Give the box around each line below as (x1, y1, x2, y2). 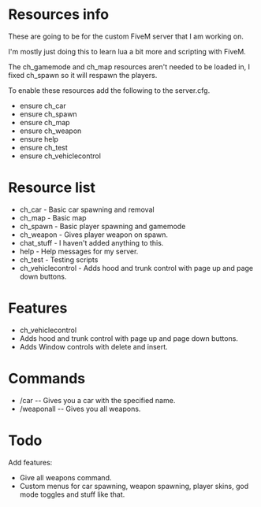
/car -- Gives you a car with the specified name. (19, 395, 176, 405)
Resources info (8, 6, 109, 24)
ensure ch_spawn (19, 109, 77, 119)
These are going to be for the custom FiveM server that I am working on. (8, 31, 244, 41)
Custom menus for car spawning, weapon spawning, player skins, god (19, 481, 249, 490)
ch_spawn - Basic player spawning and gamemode (19, 221, 186, 231)
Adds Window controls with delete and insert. (19, 342, 168, 351)
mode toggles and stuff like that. (19, 490, 125, 499)
